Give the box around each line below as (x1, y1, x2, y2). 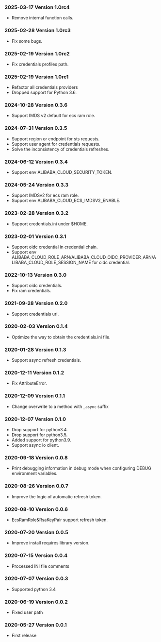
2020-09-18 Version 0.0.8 (4, 454, 68, 461)
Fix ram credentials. (11, 288, 51, 294)
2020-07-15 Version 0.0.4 (4, 552, 68, 559)
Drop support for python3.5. (11, 432, 68, 438)
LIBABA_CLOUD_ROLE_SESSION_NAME (11, 259, 92, 265)
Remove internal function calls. (11, 15, 74, 21)
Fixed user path (11, 609, 43, 615)
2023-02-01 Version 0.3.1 (4, 233, 66, 239)
